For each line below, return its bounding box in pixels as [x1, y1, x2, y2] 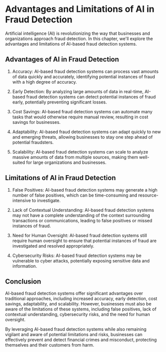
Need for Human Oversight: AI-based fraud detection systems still [12, 232, 147, 238]
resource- [138, 192, 159, 198]
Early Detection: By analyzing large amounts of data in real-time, [12, 88, 144, 95]
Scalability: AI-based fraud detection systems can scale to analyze [12, 149, 148, 154]
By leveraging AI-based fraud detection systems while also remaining [5, 326, 147, 332]
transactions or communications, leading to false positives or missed [12, 217, 152, 223]
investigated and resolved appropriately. [12, 243, 95, 249]
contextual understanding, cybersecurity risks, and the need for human [5, 311, 150, 317]
